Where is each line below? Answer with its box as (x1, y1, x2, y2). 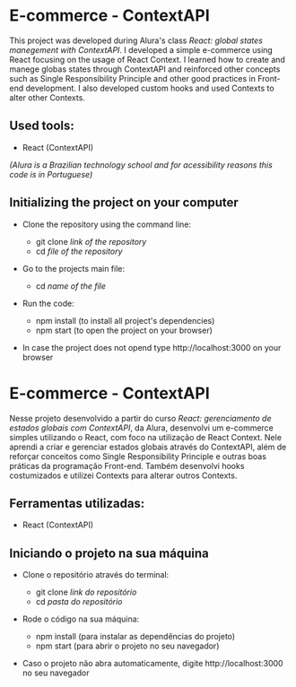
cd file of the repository (35, 246, 123, 257)
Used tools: (9, 118, 74, 134)
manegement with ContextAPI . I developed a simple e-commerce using (9, 44, 274, 55)
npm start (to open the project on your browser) (35, 325, 213, 335)
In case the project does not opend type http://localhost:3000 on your (22, 342, 282, 352)
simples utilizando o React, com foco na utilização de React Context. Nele (9, 431, 283, 442)
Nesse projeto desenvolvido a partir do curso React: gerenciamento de (9, 413, 272, 423)
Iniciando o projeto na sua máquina (9, 545, 209, 561)
